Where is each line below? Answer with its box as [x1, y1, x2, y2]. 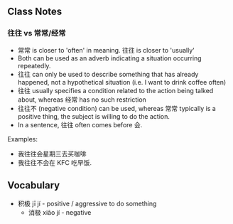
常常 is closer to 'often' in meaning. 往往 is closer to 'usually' [17, 46, 195, 54]
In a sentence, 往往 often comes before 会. [17, 120, 143, 129]
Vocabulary [7, 179, 60, 191]
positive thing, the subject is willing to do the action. [17, 112, 170, 120]
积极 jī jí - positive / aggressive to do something [17, 199, 157, 208]
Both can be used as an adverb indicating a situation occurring [17, 53, 202, 63]
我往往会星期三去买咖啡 [17, 149, 87, 158]
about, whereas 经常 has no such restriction [17, 95, 147, 104]
